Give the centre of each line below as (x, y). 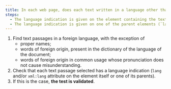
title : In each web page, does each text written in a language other (82, 10)
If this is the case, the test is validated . (54, 81)
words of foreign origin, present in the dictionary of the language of (91, 49)
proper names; (36, 44)
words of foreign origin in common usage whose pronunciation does (92, 60)
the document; (36, 55)
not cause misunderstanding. (51, 65)
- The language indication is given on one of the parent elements (83, 24)
